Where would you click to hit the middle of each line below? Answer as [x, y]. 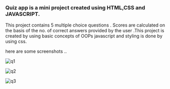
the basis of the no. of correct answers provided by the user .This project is [85, 31]
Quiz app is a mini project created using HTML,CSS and [75, 8]
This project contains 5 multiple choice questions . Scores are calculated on [85, 25]
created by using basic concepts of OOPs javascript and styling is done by [84, 36]
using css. [16, 41]
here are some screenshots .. [36, 51]
